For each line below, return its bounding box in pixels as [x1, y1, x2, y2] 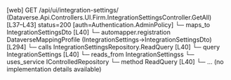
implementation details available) [6, 65, 102, 73]
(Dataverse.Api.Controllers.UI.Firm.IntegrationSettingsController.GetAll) [6, 13, 212, 22]
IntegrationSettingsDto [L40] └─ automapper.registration [6, 28, 171, 36]
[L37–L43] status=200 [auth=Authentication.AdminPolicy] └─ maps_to [6, 21, 211, 29]
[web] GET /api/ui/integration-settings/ [6, 6, 119, 14]
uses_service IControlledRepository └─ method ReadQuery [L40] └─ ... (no [6, 58, 224, 65]
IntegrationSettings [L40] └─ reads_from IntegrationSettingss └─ [6, 50, 194, 58]
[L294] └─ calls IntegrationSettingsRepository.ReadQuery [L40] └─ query [6, 43, 220, 51]
